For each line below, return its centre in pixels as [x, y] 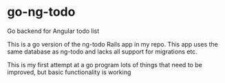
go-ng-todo [41, 12]
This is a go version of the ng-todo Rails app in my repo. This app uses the [112, 44]
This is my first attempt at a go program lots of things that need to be [105, 64]
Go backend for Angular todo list [53, 31]
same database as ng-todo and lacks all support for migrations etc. [102, 51]
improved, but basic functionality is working [69, 72]
